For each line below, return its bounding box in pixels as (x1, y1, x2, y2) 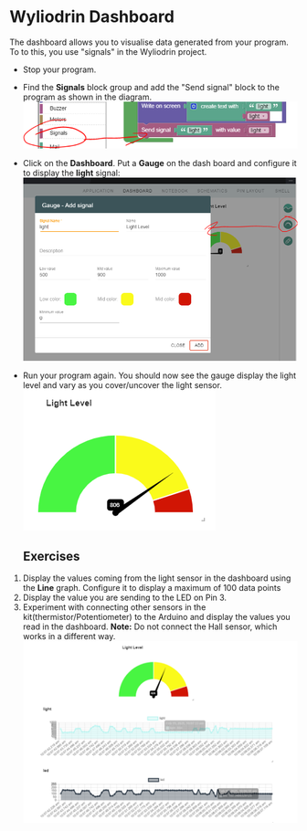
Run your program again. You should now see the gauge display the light (22, 370, 297, 381)
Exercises (22, 548, 80, 563)
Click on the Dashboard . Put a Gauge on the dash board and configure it (22, 157, 297, 168)
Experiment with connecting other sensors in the (22, 602, 206, 613)
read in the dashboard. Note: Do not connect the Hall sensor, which (22, 621, 278, 632)
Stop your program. (22, 64, 97, 75)
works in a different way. (22, 631, 116, 642)
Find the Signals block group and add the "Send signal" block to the (22, 81, 281, 92)
